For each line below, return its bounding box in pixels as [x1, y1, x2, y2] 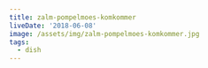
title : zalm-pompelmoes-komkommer [9, 12, 137, 22]
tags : [9, 37, 29, 47]
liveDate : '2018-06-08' [9, 21, 97, 30]
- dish [17, 46, 42, 55]
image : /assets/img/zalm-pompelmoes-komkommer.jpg [9, 29, 200, 38]
